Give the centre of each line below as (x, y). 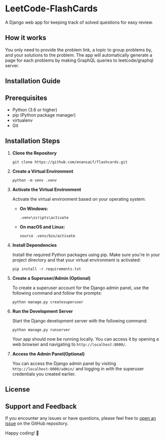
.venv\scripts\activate (44, 218)
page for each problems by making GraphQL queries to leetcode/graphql (79, 60)
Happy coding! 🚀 (22, 433)
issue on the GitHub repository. (37, 423)
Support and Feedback (41, 406)
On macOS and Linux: (42, 227)
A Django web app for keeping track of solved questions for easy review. (79, 22)
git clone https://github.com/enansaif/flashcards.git (70, 162)
